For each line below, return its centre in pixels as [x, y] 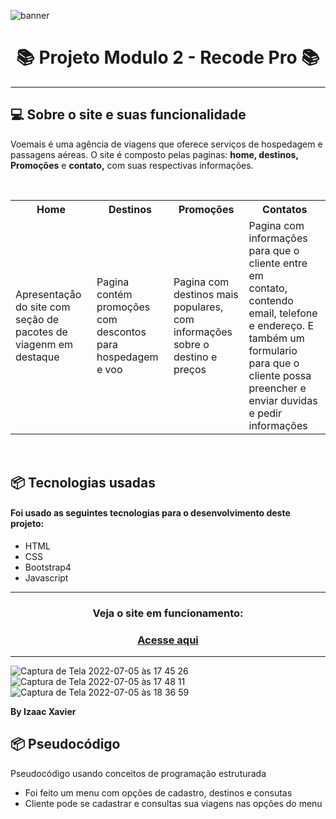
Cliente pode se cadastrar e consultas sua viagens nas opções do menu [173, 803]
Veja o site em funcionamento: [168, 613]
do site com [43, 307]
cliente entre [278, 263]
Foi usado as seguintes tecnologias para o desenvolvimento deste [150, 513]
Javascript [46, 577]
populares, [198, 307]
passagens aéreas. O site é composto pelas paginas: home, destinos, [154, 154]
